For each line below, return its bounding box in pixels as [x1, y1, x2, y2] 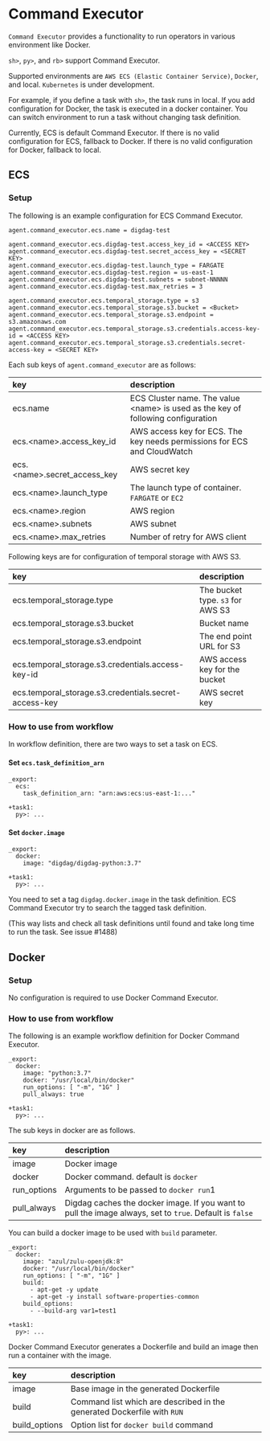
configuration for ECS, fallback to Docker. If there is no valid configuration [8, 136, 253, 145]
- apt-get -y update [29, 1286, 99, 1294]
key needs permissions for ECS [129, 436, 248, 447]
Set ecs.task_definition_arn [8, 757, 104, 768]
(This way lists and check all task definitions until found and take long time [8, 919, 255, 928]
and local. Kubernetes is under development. [8, 80, 155, 89]
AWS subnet [129, 518, 177, 529]
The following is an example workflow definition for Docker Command [8, 1031, 239, 1041]
